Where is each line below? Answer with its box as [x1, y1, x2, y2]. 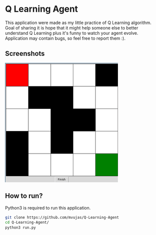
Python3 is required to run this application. [5, 205, 91, 210]
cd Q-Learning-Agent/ [5, 220, 49, 225]
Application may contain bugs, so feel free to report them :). [5, 35, 126, 41]
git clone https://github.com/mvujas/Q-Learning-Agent [5, 215, 119, 220]
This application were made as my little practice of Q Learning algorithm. [5, 20, 152, 26]
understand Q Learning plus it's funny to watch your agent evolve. [5, 30, 138, 36]
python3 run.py [5, 225, 36, 230]
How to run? [5, 192, 43, 200]
